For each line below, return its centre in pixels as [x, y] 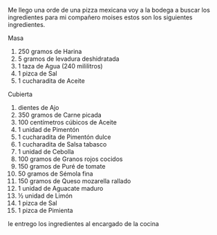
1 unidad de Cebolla [46, 152]
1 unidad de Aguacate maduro [60, 188]
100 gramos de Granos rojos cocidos [70, 159]
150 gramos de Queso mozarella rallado [74, 181]
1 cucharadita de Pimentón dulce [64, 137]
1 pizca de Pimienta [45, 210]
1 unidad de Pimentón [49, 130]
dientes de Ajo [38, 107]
